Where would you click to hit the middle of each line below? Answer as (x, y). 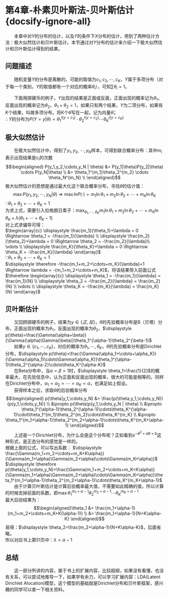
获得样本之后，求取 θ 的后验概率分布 (51, 390)
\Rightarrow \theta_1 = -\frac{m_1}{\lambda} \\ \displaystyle (66, 236)
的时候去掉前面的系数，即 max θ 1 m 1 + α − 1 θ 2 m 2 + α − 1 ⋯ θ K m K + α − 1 (72, 493)
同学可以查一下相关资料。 (40, 589)
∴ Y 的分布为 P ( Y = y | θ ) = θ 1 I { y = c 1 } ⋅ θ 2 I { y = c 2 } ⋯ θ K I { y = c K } (65, 119)
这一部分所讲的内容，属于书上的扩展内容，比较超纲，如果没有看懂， (84, 571)
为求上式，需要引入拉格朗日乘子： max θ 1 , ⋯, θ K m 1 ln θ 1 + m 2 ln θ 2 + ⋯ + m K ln (82, 211)
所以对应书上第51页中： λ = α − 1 (39, 540)
